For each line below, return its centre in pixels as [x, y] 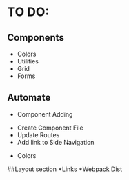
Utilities [28, 61]
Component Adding [45, 114]
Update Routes [38, 134]
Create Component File [50, 128]
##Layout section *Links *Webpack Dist [65, 169]
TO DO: [28, 12]
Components [36, 38]
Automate [29, 98]
